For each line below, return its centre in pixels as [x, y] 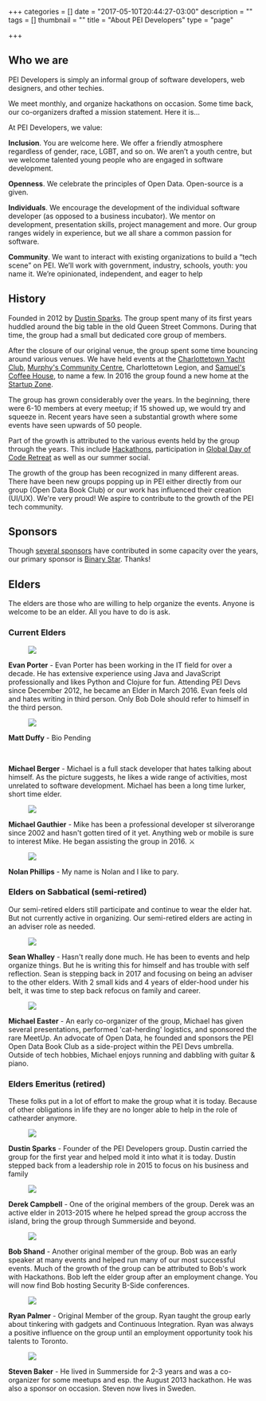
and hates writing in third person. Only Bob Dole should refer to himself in [129, 699]
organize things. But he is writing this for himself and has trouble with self [129, 965]
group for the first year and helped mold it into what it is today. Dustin [122, 1157]
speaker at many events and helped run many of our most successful [122, 1260]
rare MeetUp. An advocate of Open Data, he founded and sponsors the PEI [131, 1038]
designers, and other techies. [57, 88]
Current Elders [37, 632]
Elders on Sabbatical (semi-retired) [78, 892]
